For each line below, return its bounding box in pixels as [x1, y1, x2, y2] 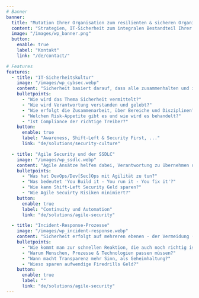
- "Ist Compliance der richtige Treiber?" [21, 118, 129, 124]
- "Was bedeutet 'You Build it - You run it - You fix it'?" [21, 179, 176, 185]
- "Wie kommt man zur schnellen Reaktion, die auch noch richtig [21, 244, 187, 251]
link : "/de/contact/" [17, 53, 70, 59]
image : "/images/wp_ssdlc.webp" [17, 156, 97, 163]
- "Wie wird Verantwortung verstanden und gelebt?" [21, 102, 152, 108]
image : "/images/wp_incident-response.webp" [17, 228, 129, 234]
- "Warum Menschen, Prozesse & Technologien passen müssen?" [21, 250, 176, 256]
